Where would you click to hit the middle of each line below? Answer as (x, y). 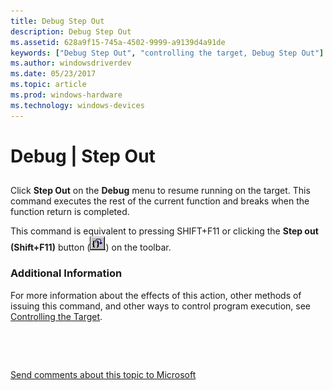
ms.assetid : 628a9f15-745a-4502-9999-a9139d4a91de (118, 42)
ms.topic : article (48, 85)
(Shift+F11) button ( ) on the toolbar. (91, 247)
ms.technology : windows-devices (77, 105)
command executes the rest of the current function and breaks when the (160, 201)
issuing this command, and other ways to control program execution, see (161, 306)
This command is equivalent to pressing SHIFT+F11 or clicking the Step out (164, 231)
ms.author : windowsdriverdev (71, 63)
